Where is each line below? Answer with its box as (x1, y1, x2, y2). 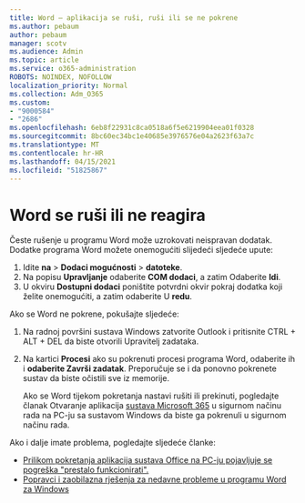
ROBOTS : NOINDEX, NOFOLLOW (9, 73, 112, 82)
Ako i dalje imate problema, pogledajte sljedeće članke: (9, 438, 217, 448)
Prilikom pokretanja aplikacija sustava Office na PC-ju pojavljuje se (22, 455, 273, 466)
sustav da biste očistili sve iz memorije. (22, 373, 170, 384)
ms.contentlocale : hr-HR (9, 148, 104, 157)
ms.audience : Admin (9, 47, 84, 56)
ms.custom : (9, 97, 51, 107)
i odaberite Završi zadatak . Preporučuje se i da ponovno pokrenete (22, 363, 278, 374)
